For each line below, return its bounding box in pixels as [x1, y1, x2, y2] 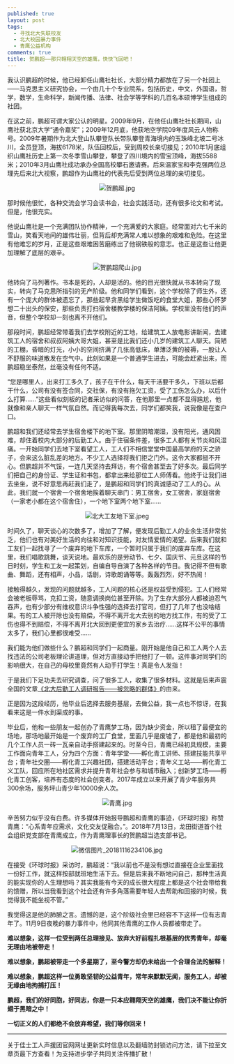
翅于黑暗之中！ [7, 1004, 50, 1012]
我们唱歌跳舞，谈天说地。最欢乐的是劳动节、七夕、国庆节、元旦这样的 [19, 553, 221, 561]
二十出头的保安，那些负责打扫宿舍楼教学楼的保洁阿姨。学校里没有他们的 [13, 304, 221, 313]
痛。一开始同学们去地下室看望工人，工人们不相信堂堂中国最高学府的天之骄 [7, 444, 221, 453]
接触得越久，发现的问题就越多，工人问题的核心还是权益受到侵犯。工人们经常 [7, 585, 227, 593]
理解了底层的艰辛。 [13, 248, 68, 257]
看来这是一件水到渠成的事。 [7, 707, 87, 716]
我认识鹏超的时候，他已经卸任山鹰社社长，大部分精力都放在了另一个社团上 [7, 75, 221, 84]
